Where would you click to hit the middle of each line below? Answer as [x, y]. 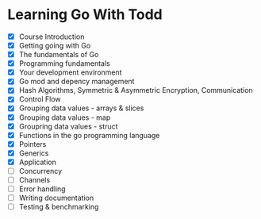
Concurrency [40, 171]
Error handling [42, 189]
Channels [35, 179]
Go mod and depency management [77, 82]
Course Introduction [52, 36]
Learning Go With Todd [85, 15]
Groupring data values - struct [68, 126]
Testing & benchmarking [59, 207]
